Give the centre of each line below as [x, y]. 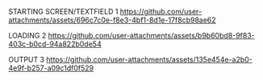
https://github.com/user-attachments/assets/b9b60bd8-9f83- [152, 36]
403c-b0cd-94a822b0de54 [55, 44]
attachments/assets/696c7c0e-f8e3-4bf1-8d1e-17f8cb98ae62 [112, 20]
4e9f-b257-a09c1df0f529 [51, 68]
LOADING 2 [27, 36]
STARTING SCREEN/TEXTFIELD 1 [63, 12]
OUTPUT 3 [27, 60]
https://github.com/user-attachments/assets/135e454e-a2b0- [149, 60]
